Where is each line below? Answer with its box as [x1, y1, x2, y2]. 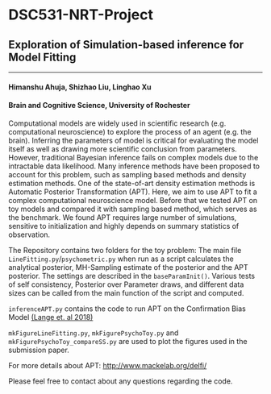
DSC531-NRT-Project [8, 6, 154, 24]
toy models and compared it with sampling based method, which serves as [8, 204, 257, 214]
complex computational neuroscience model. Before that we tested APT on [8, 195, 258, 205]
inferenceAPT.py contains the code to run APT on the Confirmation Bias [8, 304, 246, 313]
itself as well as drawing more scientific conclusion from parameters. [8, 143, 238, 154]
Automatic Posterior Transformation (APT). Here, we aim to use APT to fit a [8, 187, 258, 197]
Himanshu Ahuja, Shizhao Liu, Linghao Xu [8, 82, 152, 92]
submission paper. [8, 345, 70, 355]
